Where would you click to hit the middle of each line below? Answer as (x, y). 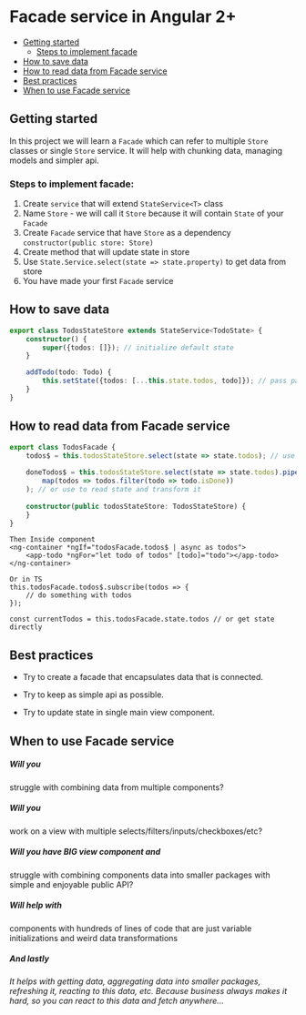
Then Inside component (52, 540)
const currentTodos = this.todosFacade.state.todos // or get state (142, 619)
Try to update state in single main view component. (119, 713)
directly (26, 627)
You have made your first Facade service (98, 281)
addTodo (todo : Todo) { (69, 372)
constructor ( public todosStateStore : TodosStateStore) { (136, 506)
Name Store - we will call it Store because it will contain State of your (153, 213)
